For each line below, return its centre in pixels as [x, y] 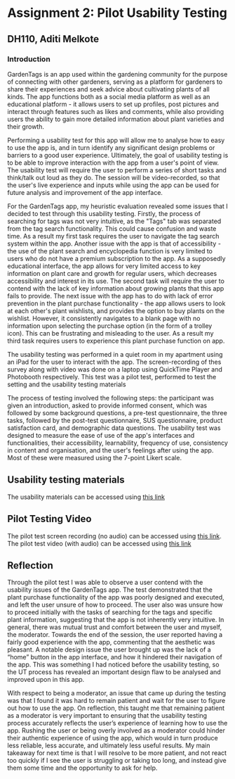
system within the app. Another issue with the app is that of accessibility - [114, 243]
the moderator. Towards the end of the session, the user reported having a [115, 635]
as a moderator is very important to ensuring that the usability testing [107, 716]
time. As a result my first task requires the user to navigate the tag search [113, 236]
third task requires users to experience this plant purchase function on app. [116, 341]
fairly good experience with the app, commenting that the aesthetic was [111, 642]
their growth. [26, 126]
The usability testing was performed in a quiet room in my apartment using [115, 354]
